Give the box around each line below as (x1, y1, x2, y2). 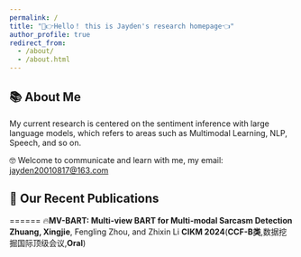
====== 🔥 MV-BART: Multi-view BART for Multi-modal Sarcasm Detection (9, 215, 293, 225)
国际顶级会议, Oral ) (16, 237, 87, 248)
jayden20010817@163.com (9, 164, 109, 176)
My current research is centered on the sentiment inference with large (9, 118, 270, 129)
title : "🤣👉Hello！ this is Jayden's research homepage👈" (9, 22, 234, 31)
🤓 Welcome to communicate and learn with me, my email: (9, 154, 223, 165)
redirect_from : (9, 38, 67, 48)
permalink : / (9, 13, 59, 23)
